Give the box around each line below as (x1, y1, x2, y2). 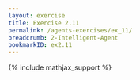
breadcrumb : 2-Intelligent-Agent (8, 33, 119, 42)
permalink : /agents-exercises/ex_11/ (8, 26, 133, 34)
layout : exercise (8, 11, 66, 20)
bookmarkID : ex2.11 (8, 41, 73, 49)
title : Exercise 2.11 (8, 19, 80, 27)
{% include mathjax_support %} (8, 63, 112, 72)
